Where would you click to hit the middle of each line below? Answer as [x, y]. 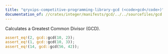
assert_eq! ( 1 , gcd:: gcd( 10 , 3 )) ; [40, 42]
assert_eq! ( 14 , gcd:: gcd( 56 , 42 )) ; [42, 47]
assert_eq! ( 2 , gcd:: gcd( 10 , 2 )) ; [40, 38]
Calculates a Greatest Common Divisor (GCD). [53, 28]
